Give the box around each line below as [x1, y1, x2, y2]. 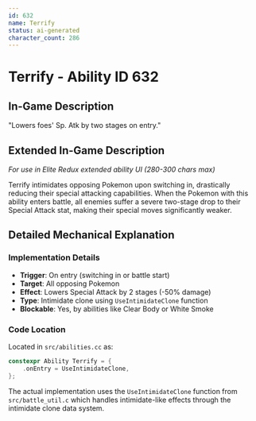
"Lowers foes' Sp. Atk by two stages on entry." [8, 121, 161, 130]
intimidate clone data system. [8, 403, 105, 413]
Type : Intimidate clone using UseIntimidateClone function [19, 295, 208, 305]
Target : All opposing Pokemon [19, 279, 120, 288]
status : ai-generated [8, 26, 80, 34]
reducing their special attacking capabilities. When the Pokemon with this [8, 188, 249, 199]
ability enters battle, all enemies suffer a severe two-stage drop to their [8, 197, 241, 207]
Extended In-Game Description [8, 144, 165, 157]
